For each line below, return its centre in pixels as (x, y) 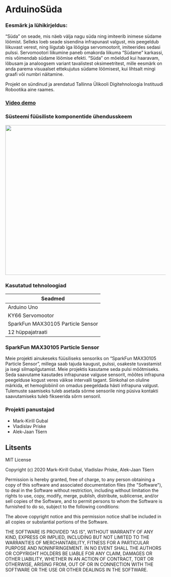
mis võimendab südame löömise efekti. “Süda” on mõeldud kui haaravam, (82, 58)
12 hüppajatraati (27, 332)
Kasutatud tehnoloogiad (36, 285)
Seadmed (53, 298)
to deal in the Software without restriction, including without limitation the (82, 490)
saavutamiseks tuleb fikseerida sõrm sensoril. (53, 396)
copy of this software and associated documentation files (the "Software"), (84, 485)
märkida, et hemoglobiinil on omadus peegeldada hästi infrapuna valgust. (82, 386)
